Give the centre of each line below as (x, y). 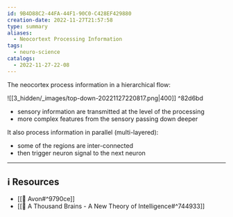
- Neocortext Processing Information (68, 39)
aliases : (20, 33)
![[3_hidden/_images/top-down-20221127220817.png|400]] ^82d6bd (105, 98)
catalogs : (21, 59)
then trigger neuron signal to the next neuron (81, 153)
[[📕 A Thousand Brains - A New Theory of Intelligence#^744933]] (111, 206)
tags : (15, 46)
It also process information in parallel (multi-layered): (83, 132)
